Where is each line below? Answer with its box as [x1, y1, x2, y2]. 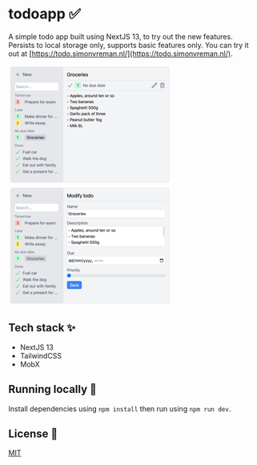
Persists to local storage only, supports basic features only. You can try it [8, 40, 250, 50]
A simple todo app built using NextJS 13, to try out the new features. [8, 31, 234, 41]
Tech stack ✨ [8, 321, 76, 335]
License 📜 [8, 427, 58, 440]
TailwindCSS [19, 351, 62, 360]
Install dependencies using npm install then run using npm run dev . [8, 403, 231, 413]
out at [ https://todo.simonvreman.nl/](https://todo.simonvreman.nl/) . [8, 49, 234, 58]
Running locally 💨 [8, 383, 98, 396]
